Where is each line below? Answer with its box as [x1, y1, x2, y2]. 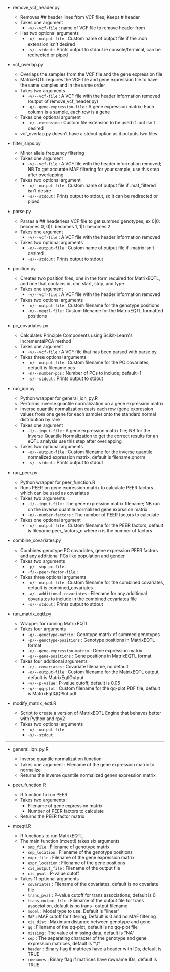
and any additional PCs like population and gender [20, 553, 125, 559]
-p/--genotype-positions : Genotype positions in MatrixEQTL [27, 637, 155, 643]
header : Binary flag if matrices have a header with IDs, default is [27, 946, 162, 952]
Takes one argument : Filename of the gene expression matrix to [20, 762, 155, 767]
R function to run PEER [20, 792, 68, 797]
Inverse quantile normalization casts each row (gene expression [20, 406, 153, 412]
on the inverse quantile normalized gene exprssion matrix [27, 506, 148, 512]
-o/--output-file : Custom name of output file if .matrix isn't [27, 245, 154, 251]
